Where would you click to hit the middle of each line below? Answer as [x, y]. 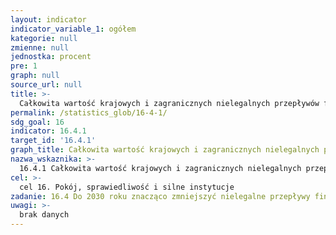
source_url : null [46, 85]
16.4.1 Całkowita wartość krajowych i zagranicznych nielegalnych [160, 168]
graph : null [35, 76]
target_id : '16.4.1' [53, 141]
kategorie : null [44, 38]
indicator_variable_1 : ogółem [73, 29]
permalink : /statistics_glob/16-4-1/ [89, 112]
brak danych [44, 215]
